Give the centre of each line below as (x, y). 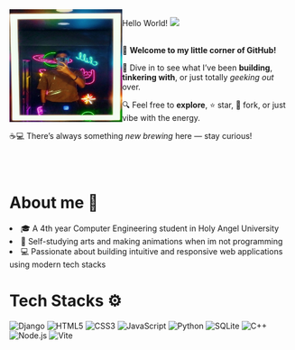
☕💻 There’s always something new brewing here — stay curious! (131, 136)
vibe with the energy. (161, 118)
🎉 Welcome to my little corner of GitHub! (199, 50)
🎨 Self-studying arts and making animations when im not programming (152, 241)
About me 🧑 (54, 203)
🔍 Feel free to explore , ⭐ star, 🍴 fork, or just (204, 105)
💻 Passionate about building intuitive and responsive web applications (152, 251)
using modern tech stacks (58, 264)
